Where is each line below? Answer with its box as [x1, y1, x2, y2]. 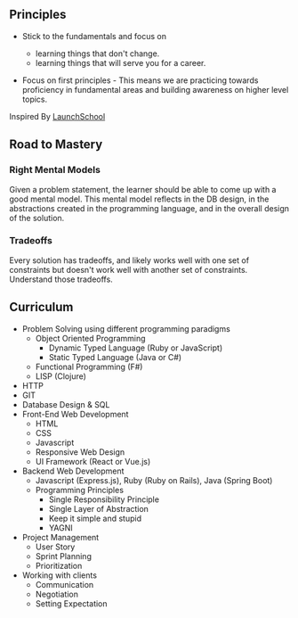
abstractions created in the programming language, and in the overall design [9, 202, 290, 213]
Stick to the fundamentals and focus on [21, 30, 167, 41]
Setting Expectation [35, 597, 109, 609]
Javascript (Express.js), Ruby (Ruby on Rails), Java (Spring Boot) [35, 474, 273, 485]
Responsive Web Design [35, 446, 125, 457]
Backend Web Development [21, 466, 125, 476]
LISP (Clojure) [35, 370, 87, 382]
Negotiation [35, 589, 78, 599]
